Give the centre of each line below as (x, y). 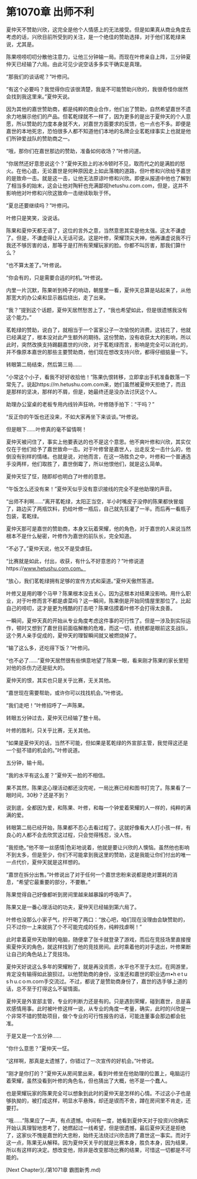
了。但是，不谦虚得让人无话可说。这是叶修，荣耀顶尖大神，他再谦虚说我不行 (98, 238)
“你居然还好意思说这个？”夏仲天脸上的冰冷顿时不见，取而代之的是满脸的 (93, 163)
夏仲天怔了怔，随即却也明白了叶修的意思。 (57, 476)
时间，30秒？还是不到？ (40, 795)
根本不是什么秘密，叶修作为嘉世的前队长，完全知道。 (70, 536)
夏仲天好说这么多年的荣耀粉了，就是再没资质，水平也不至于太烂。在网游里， (98, 966)
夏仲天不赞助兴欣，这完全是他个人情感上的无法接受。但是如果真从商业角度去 (98, 29)
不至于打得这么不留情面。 (52, 988)
